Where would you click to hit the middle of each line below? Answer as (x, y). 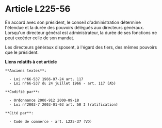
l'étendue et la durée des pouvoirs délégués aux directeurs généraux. (74, 27)
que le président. (22, 52)
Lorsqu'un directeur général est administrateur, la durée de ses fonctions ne (81, 32)
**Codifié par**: (23, 92)
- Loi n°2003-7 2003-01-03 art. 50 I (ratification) (64, 104)
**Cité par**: (19, 113)
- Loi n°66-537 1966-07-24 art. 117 (46, 79)
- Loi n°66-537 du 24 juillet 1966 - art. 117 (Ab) (63, 83)
